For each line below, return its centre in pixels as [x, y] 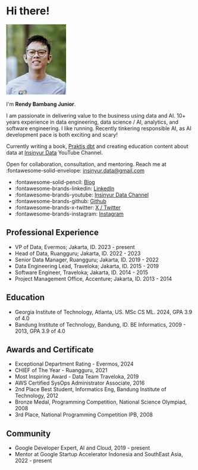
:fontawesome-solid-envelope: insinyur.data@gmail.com [75, 170]
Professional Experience [53, 233]
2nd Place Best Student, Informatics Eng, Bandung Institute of [90, 389]
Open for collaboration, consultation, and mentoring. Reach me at [86, 164]
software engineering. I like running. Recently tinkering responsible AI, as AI [99, 128]
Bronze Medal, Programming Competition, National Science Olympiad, [101, 402]
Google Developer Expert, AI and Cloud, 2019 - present [82, 448]
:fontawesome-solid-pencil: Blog [55, 182]
